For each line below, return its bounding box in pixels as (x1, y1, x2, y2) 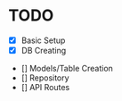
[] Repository (20, 72, 69, 83)
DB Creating (20, 46, 67, 55)
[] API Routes (20, 82, 70, 93)
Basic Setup (20, 35, 66, 46)
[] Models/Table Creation (20, 63, 113, 74)
